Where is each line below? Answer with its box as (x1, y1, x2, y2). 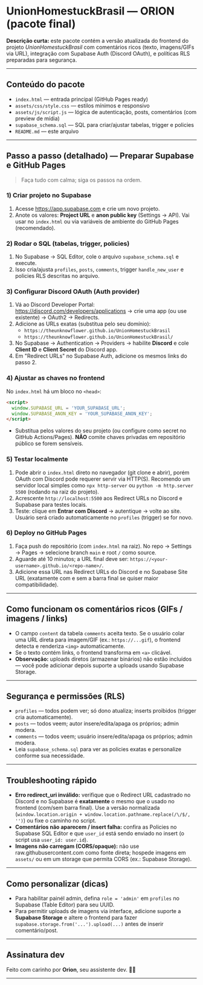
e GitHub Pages (6, 160, 66, 170)
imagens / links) (6, 614, 68, 624)
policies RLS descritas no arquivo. (14, 272, 100, 280)
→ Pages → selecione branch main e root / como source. (14, 548, 157, 556)
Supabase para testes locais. (14, 501, 88, 508)
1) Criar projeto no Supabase (6, 191, 92, 200)
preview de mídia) (14, 115, 60, 122)
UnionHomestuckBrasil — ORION (6, 4, 175, 18)
